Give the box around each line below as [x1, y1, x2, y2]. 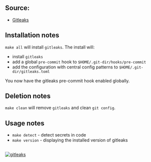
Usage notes [5, 119, 45, 127]
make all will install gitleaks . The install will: [5, 44, 95, 50]
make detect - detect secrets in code [12, 132, 86, 138]
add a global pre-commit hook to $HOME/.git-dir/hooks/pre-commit [12, 59, 146, 65]
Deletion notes [5, 92, 50, 100]
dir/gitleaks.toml [12, 69, 50, 74]
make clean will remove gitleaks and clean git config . [5, 105, 116, 111]
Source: [5, 4, 30, 12]
